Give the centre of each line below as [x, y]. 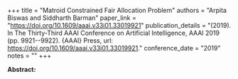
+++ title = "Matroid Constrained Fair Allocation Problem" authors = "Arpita [117, 10]
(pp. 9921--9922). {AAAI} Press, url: [60, 41]
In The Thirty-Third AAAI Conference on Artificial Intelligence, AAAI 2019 [114, 33]
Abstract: [22, 69]
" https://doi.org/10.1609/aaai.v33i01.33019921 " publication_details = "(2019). [119, 25]
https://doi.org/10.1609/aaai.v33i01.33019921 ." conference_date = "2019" [114, 48]
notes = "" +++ [29, 56]
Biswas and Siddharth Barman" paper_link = [72, 18]
